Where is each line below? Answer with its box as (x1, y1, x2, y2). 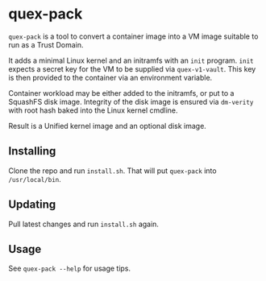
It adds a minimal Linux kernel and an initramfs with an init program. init (8, 56, 254, 65)
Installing (8, 144, 56, 158)
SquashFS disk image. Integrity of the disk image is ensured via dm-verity (8, 97, 254, 106)
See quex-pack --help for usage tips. (8, 263, 131, 274)
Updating (8, 198, 56, 212)
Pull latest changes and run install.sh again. (8, 219, 160, 229)
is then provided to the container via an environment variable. (8, 72, 213, 82)
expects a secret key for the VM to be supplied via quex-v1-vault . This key (8, 64, 256, 73)
